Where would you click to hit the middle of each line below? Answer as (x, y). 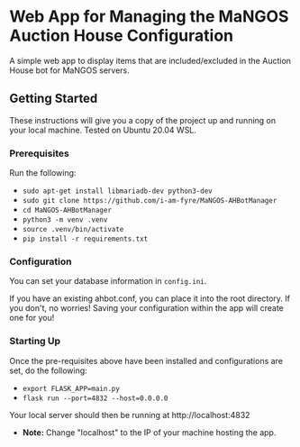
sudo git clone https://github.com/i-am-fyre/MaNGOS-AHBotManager (150, 201)
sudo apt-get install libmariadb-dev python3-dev (118, 191)
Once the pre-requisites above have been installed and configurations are (146, 360)
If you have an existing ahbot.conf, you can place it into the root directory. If (150, 298)
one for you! (32, 318)
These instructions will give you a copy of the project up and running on (143, 120)
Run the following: (43, 173)
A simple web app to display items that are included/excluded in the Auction (150, 60)
